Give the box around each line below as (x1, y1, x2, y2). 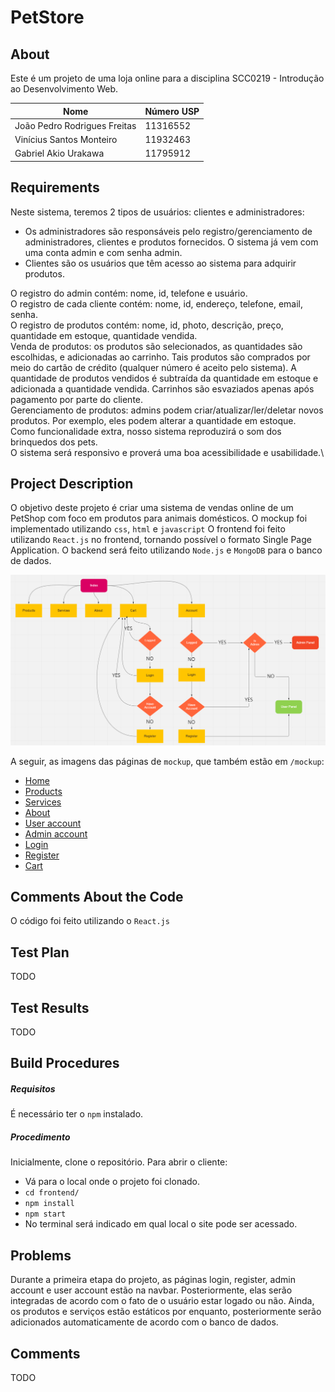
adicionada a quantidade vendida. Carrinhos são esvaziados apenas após (10, 382, 315, 395)
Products (24, 785, 63, 797)
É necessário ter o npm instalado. (10, 1108, 144, 1120)
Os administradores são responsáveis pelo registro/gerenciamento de (24, 225, 313, 237)
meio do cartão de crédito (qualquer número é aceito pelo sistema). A (10, 361, 297, 373)
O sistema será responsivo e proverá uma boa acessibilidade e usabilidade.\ (10, 446, 325, 458)
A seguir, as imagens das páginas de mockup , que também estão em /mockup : (10, 755, 325, 767)
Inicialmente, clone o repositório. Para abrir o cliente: (10, 1156, 228, 1168)
